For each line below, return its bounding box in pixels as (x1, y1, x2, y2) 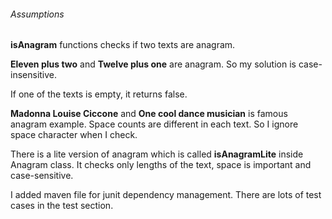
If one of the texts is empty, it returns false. (10, 88, 188, 100)
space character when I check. (10, 129, 138, 141)
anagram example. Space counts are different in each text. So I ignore (10, 118, 299, 130)
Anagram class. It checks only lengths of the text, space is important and (10, 159, 312, 171)
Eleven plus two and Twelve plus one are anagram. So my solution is (10, 58, 297, 70)
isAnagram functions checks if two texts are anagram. (10, 39, 236, 51)
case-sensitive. (10, 170, 74, 182)
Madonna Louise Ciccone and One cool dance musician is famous (10, 108, 288, 120)
